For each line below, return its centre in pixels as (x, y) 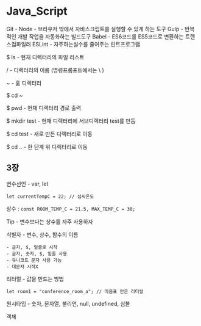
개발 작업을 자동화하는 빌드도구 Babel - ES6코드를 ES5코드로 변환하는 (100, 36)
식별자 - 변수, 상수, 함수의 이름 (42, 234)
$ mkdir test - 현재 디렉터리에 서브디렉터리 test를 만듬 (71, 121)
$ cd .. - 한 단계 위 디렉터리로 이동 (47, 147)
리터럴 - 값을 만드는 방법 (35, 278)
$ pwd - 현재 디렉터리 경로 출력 (44, 107)
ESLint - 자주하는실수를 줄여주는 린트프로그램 (86, 44)
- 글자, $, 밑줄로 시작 (32, 247)
